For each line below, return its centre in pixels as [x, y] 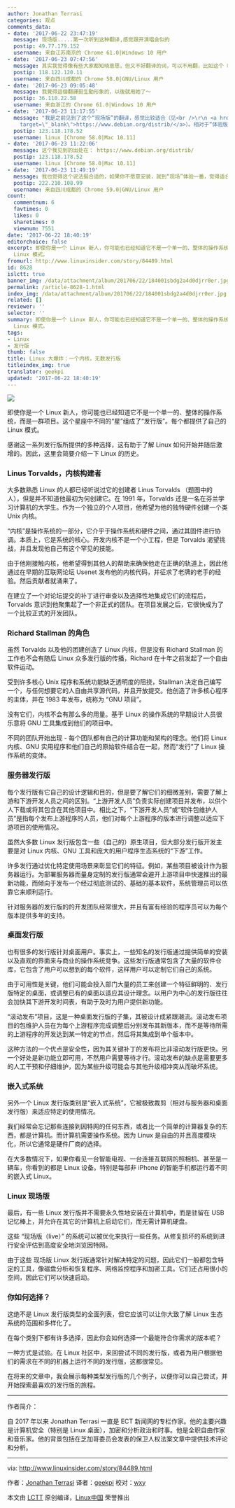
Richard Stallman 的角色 [48, 633]
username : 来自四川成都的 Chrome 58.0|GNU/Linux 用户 [89, 79]
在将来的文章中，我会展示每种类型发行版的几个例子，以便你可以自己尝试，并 [117, 1376]
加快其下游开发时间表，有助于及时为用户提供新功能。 [90, 1001]
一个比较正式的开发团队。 [44, 613]
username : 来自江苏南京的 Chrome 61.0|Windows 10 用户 [90, 53]
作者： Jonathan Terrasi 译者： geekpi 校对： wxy [77, 1482]
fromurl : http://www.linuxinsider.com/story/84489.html [90, 261]
